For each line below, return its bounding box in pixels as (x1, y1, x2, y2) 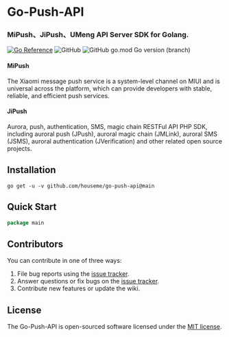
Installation (7, 164, 56, 176)
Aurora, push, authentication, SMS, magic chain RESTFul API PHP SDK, (7, 122, 208, 130)
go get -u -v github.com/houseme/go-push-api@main (7, 183, 155, 189)
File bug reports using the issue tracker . (16, 270, 130, 278)
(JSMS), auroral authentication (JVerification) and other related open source (7, 137, 223, 145)
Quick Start (7, 201, 57, 213)
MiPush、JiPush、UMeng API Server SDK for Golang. (7, 30, 189, 40)
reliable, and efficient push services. (7, 91, 110, 100)
